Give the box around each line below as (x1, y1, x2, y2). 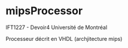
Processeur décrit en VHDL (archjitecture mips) (5, 35, 123, 42)
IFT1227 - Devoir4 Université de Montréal (5, 24, 108, 31)
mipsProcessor (5, 4, 83, 18)
